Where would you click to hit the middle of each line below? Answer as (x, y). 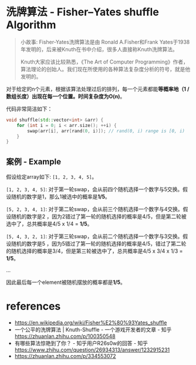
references (33, 307)
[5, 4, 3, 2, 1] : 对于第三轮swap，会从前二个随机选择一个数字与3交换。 (94, 236)
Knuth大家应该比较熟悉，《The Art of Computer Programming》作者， (104, 62)
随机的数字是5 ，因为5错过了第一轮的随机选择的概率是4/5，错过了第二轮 (99, 244)
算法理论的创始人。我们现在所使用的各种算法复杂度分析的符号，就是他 (105, 69)
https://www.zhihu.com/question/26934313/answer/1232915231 (92, 350)
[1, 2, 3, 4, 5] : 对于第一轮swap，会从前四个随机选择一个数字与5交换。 (94, 189)
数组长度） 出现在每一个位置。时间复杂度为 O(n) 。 (66, 96)
